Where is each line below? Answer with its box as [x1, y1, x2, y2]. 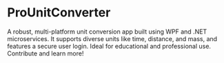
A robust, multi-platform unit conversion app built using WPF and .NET [7, 27, 207, 36]
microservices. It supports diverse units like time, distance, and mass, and [7, 34, 218, 42]
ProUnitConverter [7, 5, 111, 21]
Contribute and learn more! [7, 49, 84, 58]
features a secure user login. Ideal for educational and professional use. [7, 42, 212, 50]
